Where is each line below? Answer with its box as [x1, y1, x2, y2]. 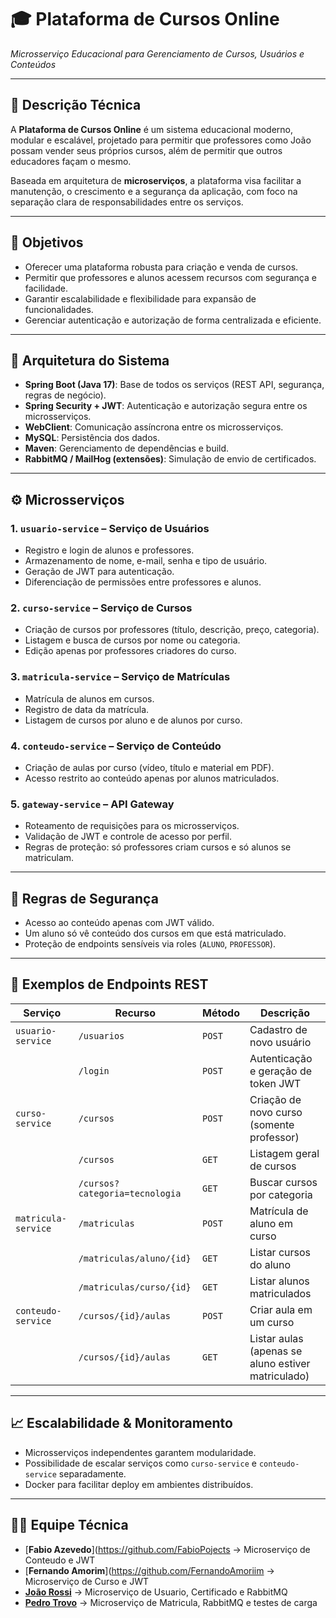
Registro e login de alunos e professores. [24, 544, 195, 556]
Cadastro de [249, 1022, 308, 1036]
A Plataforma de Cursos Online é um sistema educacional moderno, [10, 123, 293, 135]
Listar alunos [249, 1274, 310, 1288]
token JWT [249, 1076, 302, 1090]
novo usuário [249, 1035, 312, 1049]
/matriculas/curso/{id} [78, 1281, 192, 1293]
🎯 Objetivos [10, 234, 84, 251]
